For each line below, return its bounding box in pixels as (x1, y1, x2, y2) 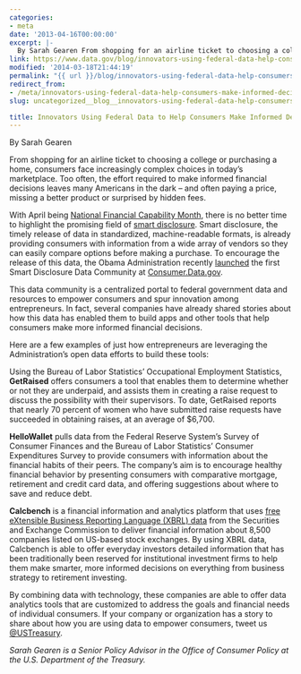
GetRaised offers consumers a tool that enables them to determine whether (9, 376, 289, 387)
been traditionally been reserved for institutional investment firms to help (9, 553, 278, 564)
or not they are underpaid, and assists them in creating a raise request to (9, 386, 279, 397)
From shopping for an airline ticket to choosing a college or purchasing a (9, 154, 278, 166)
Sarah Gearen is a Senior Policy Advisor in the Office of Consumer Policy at (9, 645, 289, 656)
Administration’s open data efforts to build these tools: (9, 349, 209, 360)
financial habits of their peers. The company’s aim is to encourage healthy (9, 460, 282, 471)
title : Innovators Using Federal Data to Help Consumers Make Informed (9, 113, 282, 122)
